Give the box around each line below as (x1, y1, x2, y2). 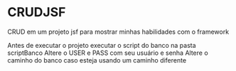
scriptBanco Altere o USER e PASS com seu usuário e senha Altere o (7, 49, 208, 57)
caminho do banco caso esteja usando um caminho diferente (7, 56, 187, 64)
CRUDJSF (7, 4, 66, 20)
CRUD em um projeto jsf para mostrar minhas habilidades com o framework (7, 27, 230, 36)
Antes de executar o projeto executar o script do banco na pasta (7, 41, 197, 49)
